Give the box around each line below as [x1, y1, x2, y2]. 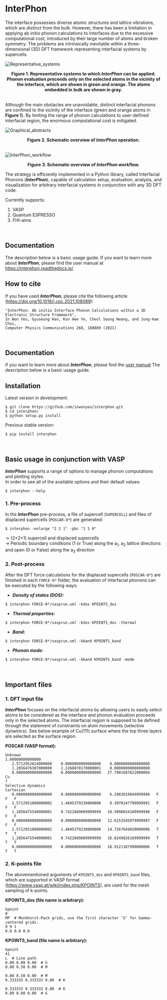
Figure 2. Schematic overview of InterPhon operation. [27, 137, 140, 143]
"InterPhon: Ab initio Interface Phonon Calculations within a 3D [5, 308, 146, 313]
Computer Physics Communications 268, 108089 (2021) [5, 325, 117, 330]
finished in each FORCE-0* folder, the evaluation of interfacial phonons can [5, 577, 156, 583]
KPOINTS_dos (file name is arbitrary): [5, 897, 84, 903]
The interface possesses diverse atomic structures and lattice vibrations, [5, 19, 155, 25]
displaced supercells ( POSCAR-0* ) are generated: [5, 516, 103, 522]
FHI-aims [12, 217, 31, 223]
